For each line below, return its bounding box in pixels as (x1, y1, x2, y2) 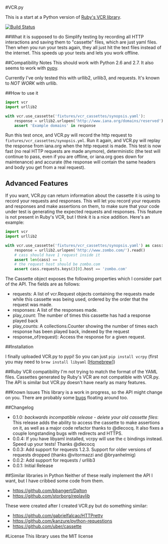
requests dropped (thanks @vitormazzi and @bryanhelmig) (12, 452, 136, 458)
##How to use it (5, 90, 39, 96)
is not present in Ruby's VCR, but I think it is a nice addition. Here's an (5, 214, 150, 220)
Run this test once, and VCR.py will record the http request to (5, 132, 133, 138)
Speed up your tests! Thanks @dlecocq (12, 441, 95, 447)
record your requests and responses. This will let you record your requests (5, 198, 160, 204)
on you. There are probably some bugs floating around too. (5, 395, 129, 401)
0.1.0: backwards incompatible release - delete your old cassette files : (12, 414, 159, 421)
